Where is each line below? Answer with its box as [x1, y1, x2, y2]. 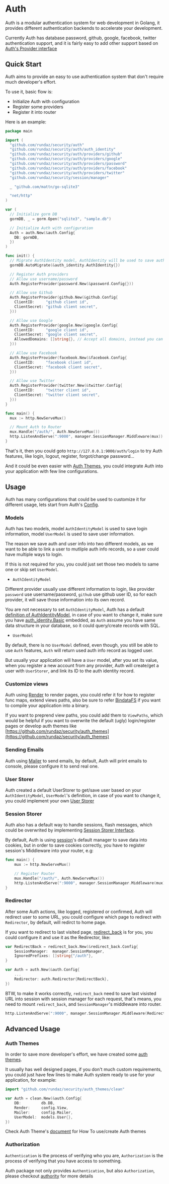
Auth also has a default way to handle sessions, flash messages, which [5, 822, 152, 828]
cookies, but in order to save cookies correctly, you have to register [5, 842, 145, 849]
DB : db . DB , [14, 1101, 55, 1106]
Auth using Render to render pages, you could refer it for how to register [5, 692, 155, 698]
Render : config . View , [14, 1105, 69, 1110]
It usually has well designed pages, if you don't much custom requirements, [5, 1066, 162, 1073]
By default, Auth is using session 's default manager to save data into [5, 837, 147, 843]
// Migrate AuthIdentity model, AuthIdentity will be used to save [10, 258, 154, 263]
